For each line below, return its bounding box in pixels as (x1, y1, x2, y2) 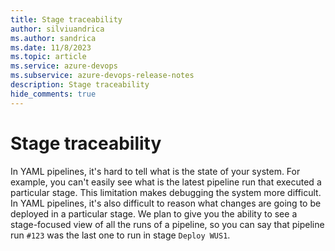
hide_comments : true (10, 89, 97, 99)
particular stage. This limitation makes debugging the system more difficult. (10, 186, 322, 198)
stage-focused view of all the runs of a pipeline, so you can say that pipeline (10, 218, 325, 230)
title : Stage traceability (10, 14, 123, 25)
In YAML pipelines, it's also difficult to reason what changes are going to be (10, 197, 322, 209)
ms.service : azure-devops (10, 61, 118, 71)
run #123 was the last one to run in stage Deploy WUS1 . (10, 229, 231, 241)
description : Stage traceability (10, 80, 150, 90)
